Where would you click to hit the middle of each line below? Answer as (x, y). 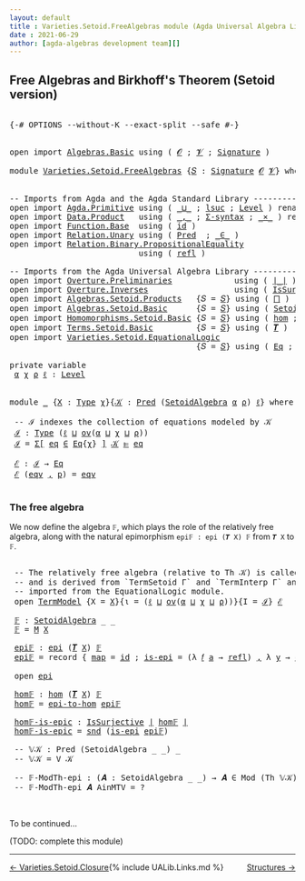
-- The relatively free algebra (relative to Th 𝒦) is (140, 573)
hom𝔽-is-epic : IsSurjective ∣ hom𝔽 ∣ (101, 722)
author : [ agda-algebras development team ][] (95, 43)
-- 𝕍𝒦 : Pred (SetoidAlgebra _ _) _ (98, 750)
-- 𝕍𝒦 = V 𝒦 (44, 759)
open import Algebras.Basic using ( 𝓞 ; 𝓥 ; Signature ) (140, 152)
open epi (33, 676)
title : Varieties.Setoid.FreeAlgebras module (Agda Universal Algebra (148, 26)
